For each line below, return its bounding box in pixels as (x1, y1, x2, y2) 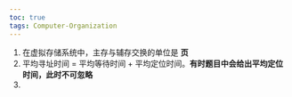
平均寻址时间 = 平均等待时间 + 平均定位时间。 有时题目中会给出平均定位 (21, 58, 284, 69)
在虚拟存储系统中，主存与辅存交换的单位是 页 (21, 46, 189, 58)
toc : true (9, 12, 46, 22)
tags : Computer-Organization (9, 21, 118, 30)
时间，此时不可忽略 (21, 69, 93, 80)
